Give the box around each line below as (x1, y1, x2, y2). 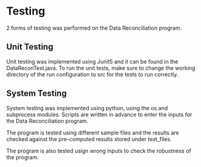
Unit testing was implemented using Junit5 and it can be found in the (6, 57, 179, 65)
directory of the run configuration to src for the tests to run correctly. (6, 71, 179, 78)
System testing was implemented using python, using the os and (6, 104, 168, 111)
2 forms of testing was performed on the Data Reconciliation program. (6, 24, 182, 31)
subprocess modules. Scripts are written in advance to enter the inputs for (6, 111, 192, 118)
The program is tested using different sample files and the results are (6, 129, 179, 136)
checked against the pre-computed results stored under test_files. (6, 135, 172, 143)
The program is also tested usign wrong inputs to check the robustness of (6, 147, 191, 154)
